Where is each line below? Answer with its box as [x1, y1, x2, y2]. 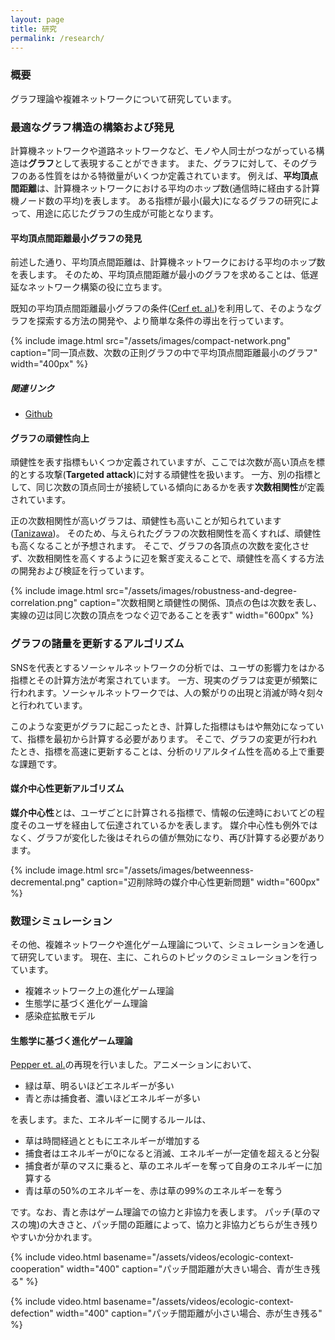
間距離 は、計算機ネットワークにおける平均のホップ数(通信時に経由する [10, 182, 303, 194]
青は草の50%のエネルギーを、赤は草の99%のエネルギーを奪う [24, 1185, 283, 1197]
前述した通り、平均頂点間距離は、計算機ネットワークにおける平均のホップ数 [10, 256, 326, 268]
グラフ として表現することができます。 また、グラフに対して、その [28, 157, 300, 169]
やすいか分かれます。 [10, 1231, 98, 1243]
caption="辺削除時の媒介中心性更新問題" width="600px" [86, 876, 320, 888]
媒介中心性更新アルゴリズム [10, 782, 125, 795]
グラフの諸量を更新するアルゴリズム [10, 637, 185, 651]
